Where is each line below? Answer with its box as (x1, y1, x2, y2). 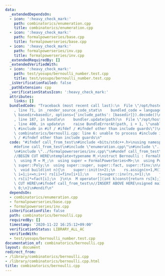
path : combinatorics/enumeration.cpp (14, 21, 91, 26)
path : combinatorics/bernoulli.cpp (9, 213, 82, 218)
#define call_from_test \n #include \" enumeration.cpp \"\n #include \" (14, 145, 157, 150)
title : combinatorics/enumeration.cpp (14, 26, 93, 31)
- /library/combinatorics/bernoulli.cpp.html (5, 259, 100, 264)
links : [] (14, 99, 34, 104)
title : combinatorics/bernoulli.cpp (5, 263, 80, 268)
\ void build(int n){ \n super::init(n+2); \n (14, 167, 115, 172)
